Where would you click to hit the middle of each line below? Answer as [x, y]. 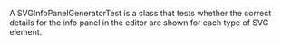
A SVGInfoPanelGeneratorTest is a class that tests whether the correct [140, 13]
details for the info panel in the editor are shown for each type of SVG [139, 22]
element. [26, 32]
